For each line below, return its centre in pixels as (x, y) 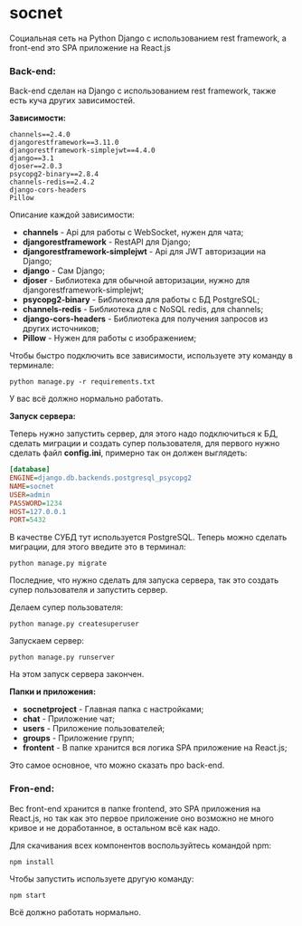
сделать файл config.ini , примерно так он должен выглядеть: (128, 453)
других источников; (61, 329)
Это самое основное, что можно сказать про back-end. (117, 765)
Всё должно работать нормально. (75, 912)
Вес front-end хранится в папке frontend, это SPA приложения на (135, 808)
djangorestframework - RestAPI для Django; (107, 242)
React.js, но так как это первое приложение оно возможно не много (142, 818)
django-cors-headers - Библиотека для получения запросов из (145, 319)
